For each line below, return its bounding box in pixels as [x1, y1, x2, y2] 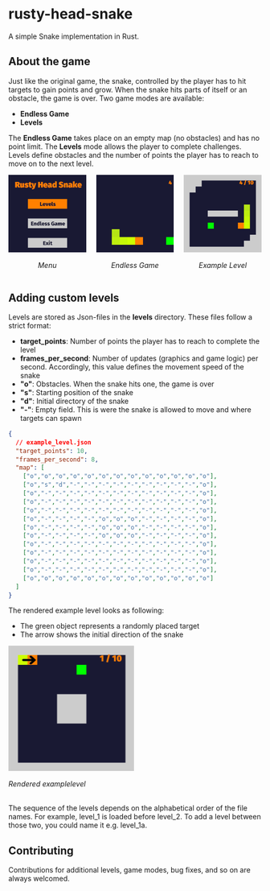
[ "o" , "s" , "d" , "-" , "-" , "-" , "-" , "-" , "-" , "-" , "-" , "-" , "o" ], [22, 481, 218, 489]
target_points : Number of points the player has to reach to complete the [19, 336, 260, 346]
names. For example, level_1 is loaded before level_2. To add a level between [8, 812, 261, 822]
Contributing [8, 844, 74, 857]
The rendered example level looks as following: [8, 605, 165, 616]
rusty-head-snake [8, 5, 133, 23]
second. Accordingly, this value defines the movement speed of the [19, 361, 244, 371]
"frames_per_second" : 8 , [15, 456, 99, 464]
